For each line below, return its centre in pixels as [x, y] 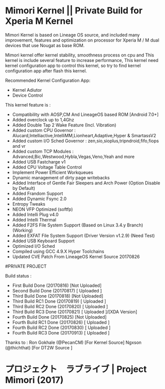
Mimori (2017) [34, 380]
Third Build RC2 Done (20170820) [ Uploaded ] [60, 306]
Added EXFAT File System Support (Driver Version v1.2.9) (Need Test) [83, 235]
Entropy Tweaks [29, 204]
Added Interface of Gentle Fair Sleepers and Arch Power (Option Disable [86, 183]
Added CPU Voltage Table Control [47, 167]
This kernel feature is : [28, 105]
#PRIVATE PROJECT [26, 266]
